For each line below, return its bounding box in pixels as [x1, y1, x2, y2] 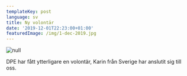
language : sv [6, 14, 38, 20]
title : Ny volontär [6, 19, 54, 25]
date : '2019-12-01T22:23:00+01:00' [6, 25, 94, 31]
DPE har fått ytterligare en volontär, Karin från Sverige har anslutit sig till [6, 58, 182, 65]
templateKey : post [6, 8, 51, 15]
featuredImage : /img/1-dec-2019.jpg [6, 31, 96, 37]
